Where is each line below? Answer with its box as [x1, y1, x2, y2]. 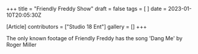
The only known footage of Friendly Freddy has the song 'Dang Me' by [6, 35, 183, 41]
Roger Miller [6, 41, 37, 48]
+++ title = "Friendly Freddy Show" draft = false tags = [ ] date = [6, 5, 167, 12]
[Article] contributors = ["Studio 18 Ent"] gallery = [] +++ [6, 23, 147, 30]
